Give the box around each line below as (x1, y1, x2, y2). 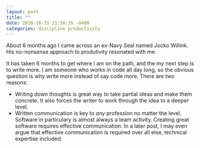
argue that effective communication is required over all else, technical (14, 129, 187, 136)
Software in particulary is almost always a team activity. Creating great (14, 116, 189, 123)
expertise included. (14, 135, 63, 143)
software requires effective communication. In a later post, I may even (14, 122, 187, 129)
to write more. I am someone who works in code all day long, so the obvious (6, 67, 194, 74)
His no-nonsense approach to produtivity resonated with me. (6, 49, 157, 56)
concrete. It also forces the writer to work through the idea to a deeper (14, 97, 189, 104)
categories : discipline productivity (6, 25, 101, 32)
